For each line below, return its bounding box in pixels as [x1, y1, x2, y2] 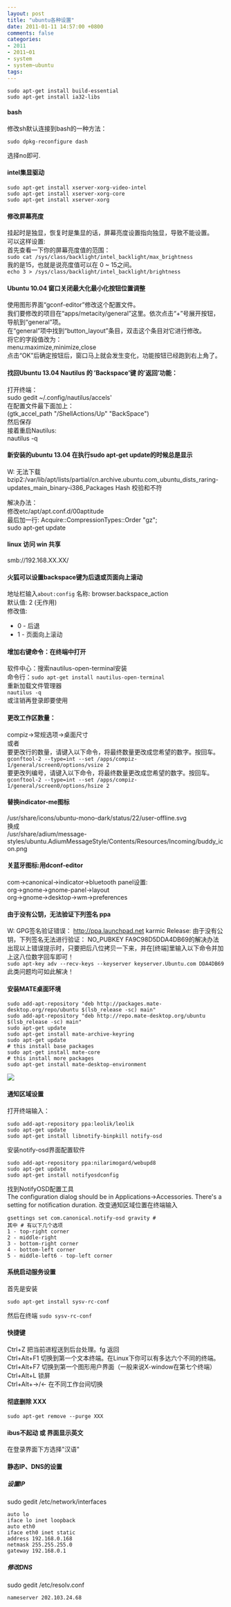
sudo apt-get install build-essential [7, 87, 119, 94]
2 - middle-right [7, 1234, 57, 1241]
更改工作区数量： [7, 713, 56, 722]
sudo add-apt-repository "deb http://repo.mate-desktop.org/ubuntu [7, 1013, 206, 1020]
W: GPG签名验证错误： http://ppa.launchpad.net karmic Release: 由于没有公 [7, 927, 223, 935]
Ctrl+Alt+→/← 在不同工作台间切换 [7, 1379, 103, 1388]
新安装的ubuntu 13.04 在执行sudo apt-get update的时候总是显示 [7, 451, 193, 459]
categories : [7, 36, 41, 43]
